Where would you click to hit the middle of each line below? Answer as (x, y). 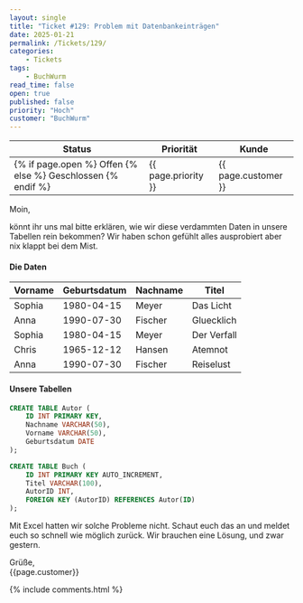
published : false (42, 102)
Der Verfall (214, 335)
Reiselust (211, 364)
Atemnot (210, 350)
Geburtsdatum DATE (60, 442)
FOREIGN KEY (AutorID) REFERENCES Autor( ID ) (110, 500)
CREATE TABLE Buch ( (48, 466)
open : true (30, 93)
